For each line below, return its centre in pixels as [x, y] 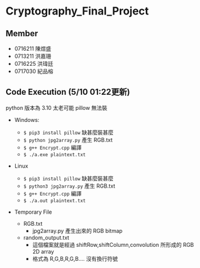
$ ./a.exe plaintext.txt [55, 155]
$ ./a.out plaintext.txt [55, 200]
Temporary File [33, 212]
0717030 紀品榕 [34, 71]
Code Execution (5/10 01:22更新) [68, 92]
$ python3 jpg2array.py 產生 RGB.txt [69, 186]
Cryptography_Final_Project [77, 11]
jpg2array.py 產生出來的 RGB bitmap [77, 231]
